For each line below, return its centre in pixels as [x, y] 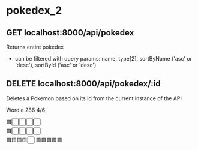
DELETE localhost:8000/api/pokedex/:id [83, 84]
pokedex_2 [34, 10]
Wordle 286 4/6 [26, 110]
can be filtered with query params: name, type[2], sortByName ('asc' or [103, 58]
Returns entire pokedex [35, 47]
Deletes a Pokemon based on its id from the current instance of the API [94, 98]
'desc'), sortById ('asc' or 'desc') [55, 65]
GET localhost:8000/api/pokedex [70, 33]
